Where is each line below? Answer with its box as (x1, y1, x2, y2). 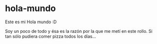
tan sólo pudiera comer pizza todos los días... (5, 33, 96, 39)
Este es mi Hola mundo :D (5, 19, 57, 25)
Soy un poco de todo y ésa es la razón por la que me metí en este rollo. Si (5, 28, 153, 34)
